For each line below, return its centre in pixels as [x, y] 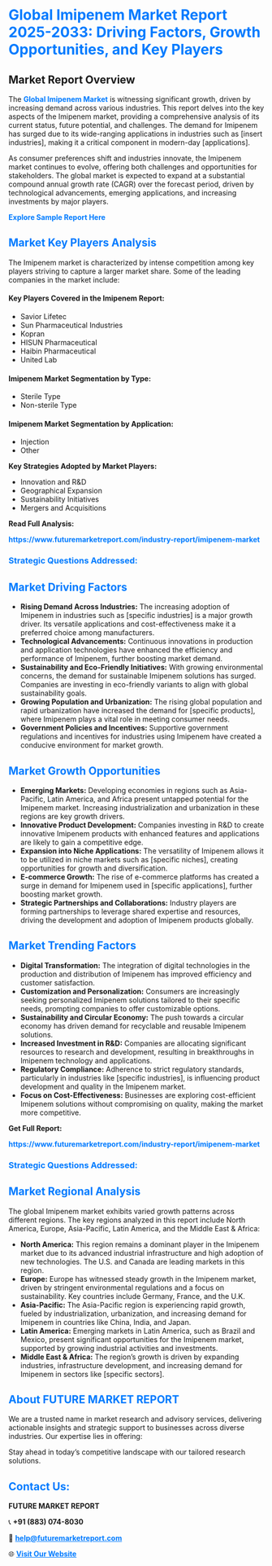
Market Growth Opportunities [84, 771]
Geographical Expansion [61, 491]
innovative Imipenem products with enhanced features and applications [140, 833]
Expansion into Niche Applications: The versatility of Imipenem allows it [142, 851]
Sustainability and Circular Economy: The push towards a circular [132, 1017]
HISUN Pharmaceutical [58, 343]
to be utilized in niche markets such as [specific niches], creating [129, 859]
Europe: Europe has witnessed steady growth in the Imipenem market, [138, 1279]
